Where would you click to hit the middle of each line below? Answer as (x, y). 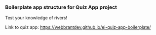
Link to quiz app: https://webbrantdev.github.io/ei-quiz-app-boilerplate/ (78, 27)
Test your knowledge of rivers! (36, 18)
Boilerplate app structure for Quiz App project (61, 7)
